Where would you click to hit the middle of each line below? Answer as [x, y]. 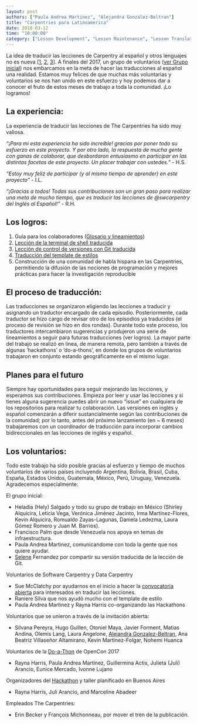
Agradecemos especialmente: [42, 484]
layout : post [22, 11]
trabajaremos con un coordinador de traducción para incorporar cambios [94, 426]
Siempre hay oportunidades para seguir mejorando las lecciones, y [87, 389]
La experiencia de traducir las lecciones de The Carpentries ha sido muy [94, 126]
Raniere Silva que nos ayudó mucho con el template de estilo [88, 599]
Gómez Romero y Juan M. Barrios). [57, 526]
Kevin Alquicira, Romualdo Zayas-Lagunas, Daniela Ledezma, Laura [96, 520]
